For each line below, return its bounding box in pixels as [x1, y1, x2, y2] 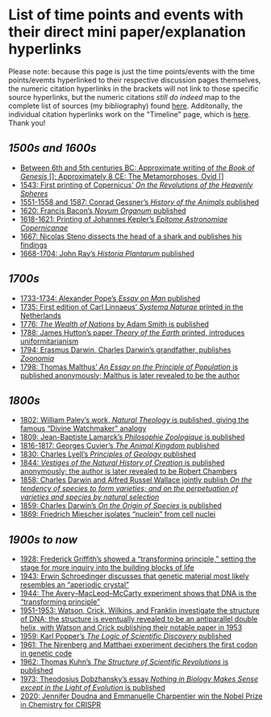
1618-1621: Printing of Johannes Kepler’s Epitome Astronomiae [19, 214, 228, 223]
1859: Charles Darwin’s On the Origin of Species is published [19, 501, 222, 511]
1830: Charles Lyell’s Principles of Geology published [19, 449, 196, 459]
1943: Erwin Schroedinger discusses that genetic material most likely [19, 571, 249, 582]
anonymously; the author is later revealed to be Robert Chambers [19, 466, 238, 477]
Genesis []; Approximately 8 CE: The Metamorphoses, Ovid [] [19, 171, 224, 181]
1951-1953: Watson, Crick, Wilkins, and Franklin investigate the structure [19, 606, 260, 615]
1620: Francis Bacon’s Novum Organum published [19, 206, 187, 215]
